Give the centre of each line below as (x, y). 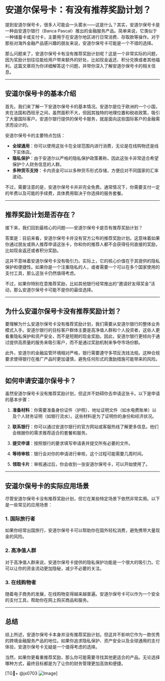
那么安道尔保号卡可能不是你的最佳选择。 (55, 290)
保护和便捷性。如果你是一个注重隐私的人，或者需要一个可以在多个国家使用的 (82, 267)
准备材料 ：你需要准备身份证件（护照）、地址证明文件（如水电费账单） (82, 410)
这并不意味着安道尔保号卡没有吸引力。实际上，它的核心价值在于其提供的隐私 (82, 261)
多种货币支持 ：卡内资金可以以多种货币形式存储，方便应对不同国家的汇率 (85, 170)
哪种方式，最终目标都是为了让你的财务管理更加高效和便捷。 (65, 663)
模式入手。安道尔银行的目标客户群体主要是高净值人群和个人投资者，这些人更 (82, 330)
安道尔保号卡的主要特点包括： (35, 135)
